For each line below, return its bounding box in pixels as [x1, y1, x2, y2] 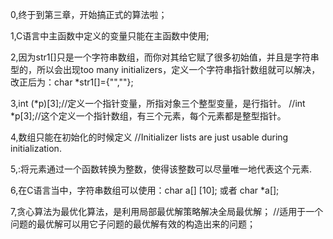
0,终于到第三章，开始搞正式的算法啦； [10, 9, 168, 20]
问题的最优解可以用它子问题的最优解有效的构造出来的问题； [10, 218, 256, 230]
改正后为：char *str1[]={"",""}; [10, 76, 134, 88]
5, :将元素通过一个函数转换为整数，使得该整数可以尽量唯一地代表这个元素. [10, 163, 313, 175]
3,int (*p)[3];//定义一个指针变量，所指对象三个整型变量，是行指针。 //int [10, 98, 306, 109]
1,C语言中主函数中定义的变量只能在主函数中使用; [10, 30, 210, 42]
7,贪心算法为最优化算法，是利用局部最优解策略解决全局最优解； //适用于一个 [10, 206, 324, 217]
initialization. [10, 143, 62, 154]
